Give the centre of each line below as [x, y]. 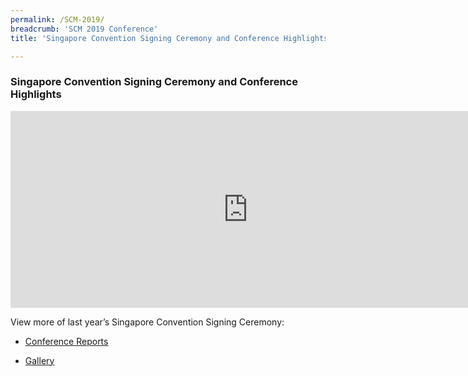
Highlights [36, 94]
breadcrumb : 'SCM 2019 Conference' [84, 29]
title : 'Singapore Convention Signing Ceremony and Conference [145, 38]
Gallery [39, 360]
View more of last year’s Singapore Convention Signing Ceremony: [147, 322]
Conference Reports [66, 341]
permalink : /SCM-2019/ [57, 19]
